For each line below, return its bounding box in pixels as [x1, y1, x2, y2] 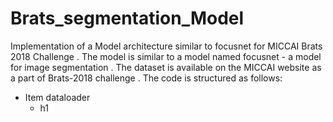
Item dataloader [24, 91, 91, 103]
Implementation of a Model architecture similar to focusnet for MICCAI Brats [10, 40, 323, 52]
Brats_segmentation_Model [10, 7, 245, 30]
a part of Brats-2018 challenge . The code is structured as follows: [10, 72, 283, 84]
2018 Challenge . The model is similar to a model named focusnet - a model [10, 50, 322, 62]
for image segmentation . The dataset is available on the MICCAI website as [10, 61, 322, 73]
